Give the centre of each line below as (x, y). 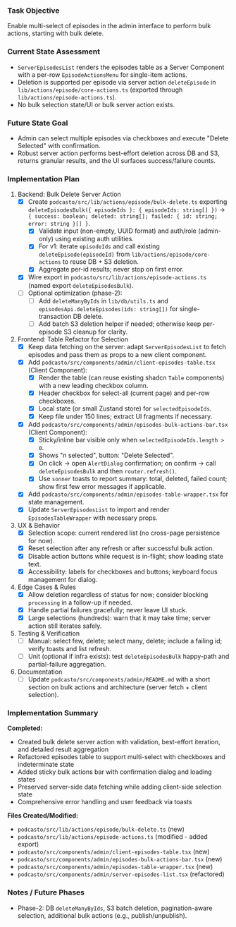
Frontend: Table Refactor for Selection (73, 339)
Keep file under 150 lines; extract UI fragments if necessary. (125, 416)
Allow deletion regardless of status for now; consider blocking (118, 594)
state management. (56, 502)
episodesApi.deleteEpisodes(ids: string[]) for (108, 308)
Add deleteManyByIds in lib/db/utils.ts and (104, 301)
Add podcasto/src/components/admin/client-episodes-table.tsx (122, 362)
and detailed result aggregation (63, 749)
